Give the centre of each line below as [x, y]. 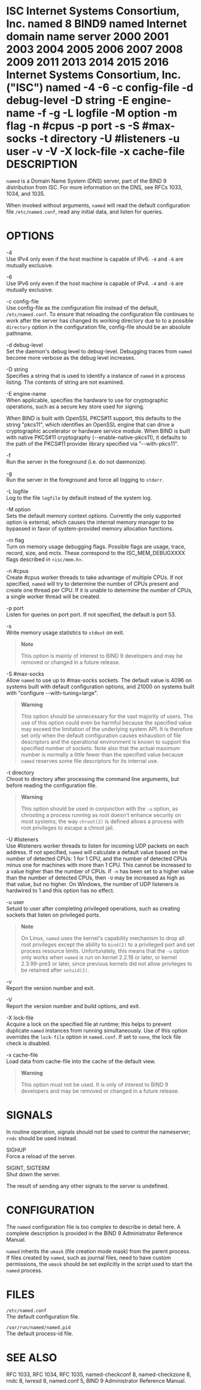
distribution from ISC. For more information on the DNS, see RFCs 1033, [95, 187]
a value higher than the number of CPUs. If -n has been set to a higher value [100, 871]
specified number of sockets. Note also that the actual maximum [100, 748]
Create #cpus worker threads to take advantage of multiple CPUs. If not [95, 577]
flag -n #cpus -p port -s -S [73, 126]
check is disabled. [28, 1043]
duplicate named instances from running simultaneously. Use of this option [97, 1030]
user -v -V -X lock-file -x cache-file [96, 152]
